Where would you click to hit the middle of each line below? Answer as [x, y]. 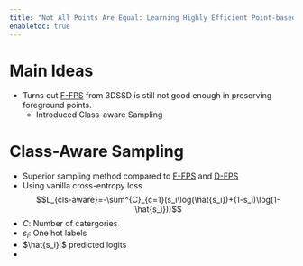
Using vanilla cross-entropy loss [82, 186]
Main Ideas [51, 71]
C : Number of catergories [70, 224]
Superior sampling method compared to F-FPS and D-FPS [130, 176]
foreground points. [57, 105]
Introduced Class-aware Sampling [99, 115]
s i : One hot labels [55, 234]
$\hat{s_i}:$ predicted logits [74, 245]
